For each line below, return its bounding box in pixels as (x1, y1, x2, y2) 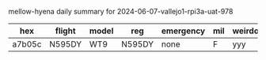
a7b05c (12, 39, 42, 50)
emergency (161, 25, 206, 36)
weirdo (232, 25, 260, 36)
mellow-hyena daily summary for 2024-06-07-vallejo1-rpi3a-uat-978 (8, 7, 234, 16)
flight (55, 25, 77, 36)
